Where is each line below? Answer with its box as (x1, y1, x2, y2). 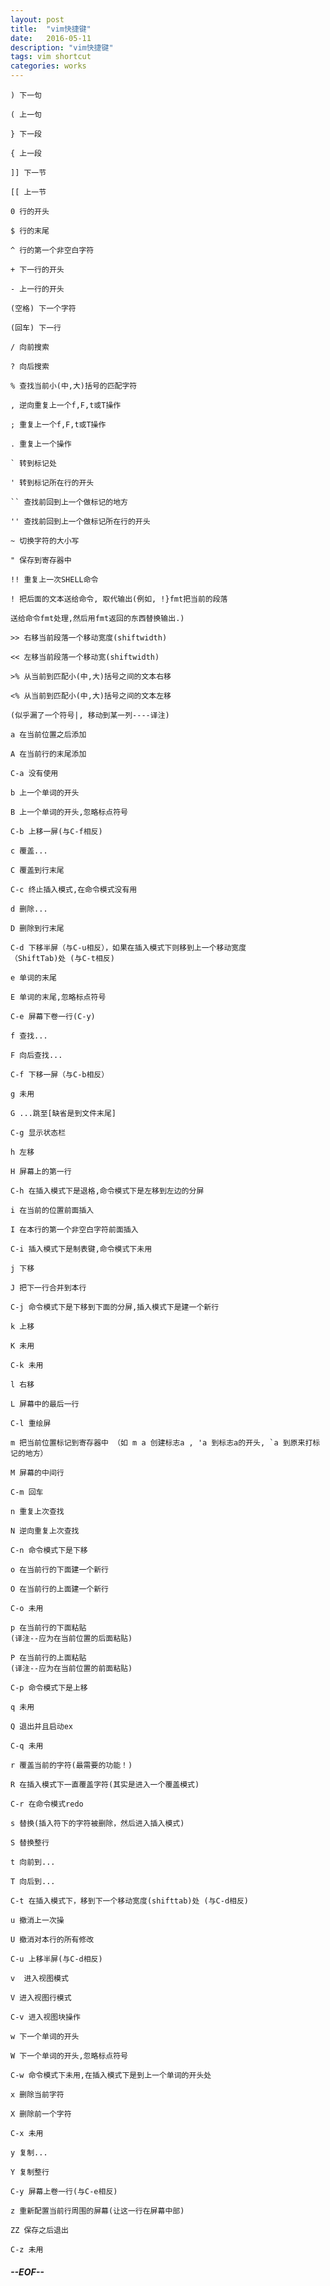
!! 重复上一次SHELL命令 (10, 575, 99, 585)
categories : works (10, 61, 87, 71)
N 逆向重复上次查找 (10, 1526, 80, 1536)
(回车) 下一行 (10, 323, 62, 333)
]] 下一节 (10, 168, 47, 178)
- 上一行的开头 (10, 284, 65, 294)
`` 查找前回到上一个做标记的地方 (10, 497, 128, 507)
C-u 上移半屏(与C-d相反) (10, 1954, 103, 1964)
